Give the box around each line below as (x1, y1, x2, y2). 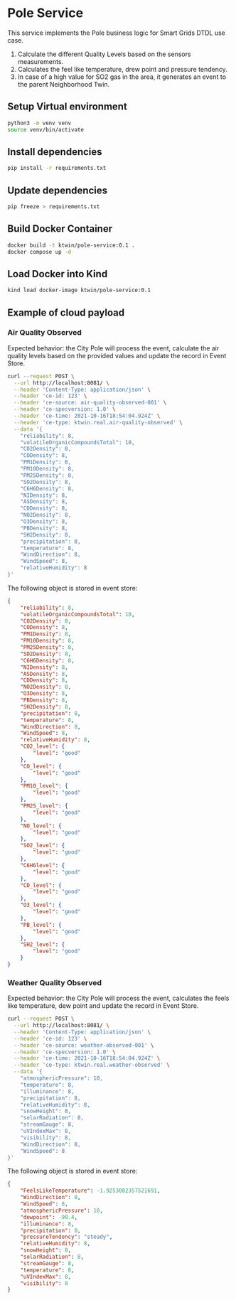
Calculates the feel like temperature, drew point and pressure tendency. (17, 65, 227, 73)
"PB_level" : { (20, 921, 62, 928)
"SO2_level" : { (20, 842, 65, 849)
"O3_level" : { (20, 901, 62, 909)
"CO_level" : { (20, 763, 62, 770)
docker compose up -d (7, 248, 72, 255)
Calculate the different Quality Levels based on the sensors (17, 50, 191, 58)
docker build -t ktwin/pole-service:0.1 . (7, 242, 135, 249)
